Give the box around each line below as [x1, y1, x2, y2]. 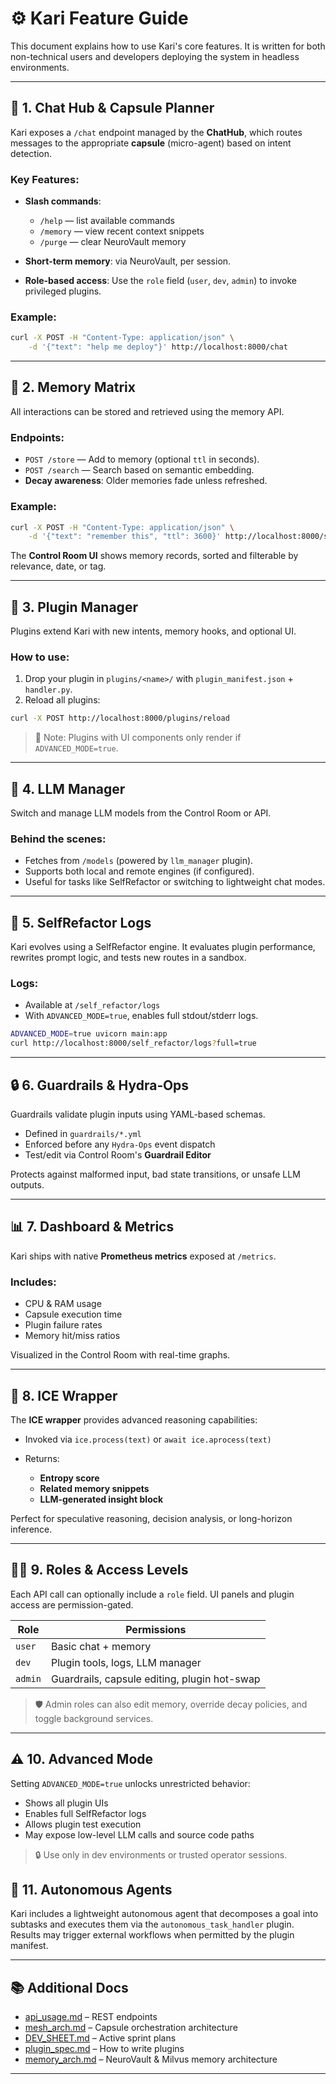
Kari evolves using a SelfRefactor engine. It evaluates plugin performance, [10, 941, 316, 953]
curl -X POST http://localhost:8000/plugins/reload [10, 713, 230, 724]
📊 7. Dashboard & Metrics [10, 1218, 175, 1236]
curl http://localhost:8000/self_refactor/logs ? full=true [10, 1038, 257, 1049]
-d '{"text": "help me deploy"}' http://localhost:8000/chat [28, 342, 288, 352]
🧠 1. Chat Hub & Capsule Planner [10, 100, 215, 117]
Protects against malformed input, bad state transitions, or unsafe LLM [10, 1168, 301, 1181]
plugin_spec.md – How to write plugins [24, 2043, 185, 2055]
